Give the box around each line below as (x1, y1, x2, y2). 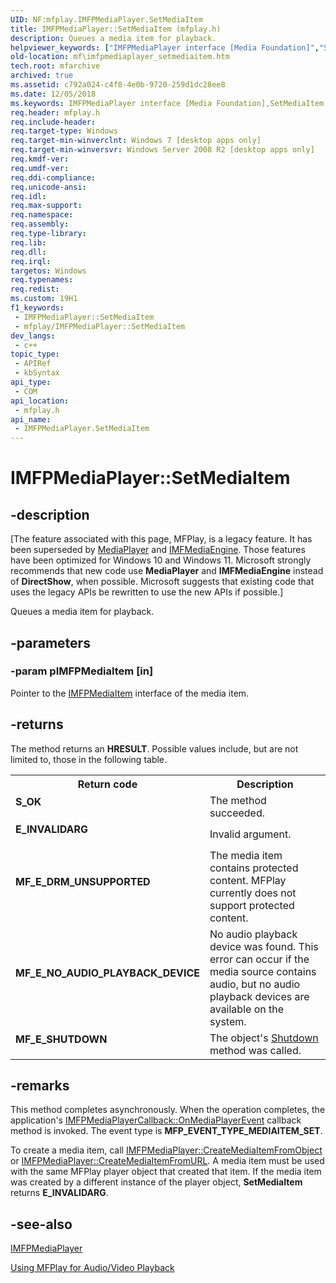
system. (209, 1014, 247, 1028)
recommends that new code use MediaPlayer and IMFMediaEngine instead (10, 565, 324, 577)
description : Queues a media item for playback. (10, 33, 217, 43)
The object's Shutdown (209, 1031, 319, 1045)
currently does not (209, 886, 297, 900)
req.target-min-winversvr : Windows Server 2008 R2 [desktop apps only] (10, 145, 315, 155)
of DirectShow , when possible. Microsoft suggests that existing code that (10, 576, 315, 588)
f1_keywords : (10, 303, 65, 313)
